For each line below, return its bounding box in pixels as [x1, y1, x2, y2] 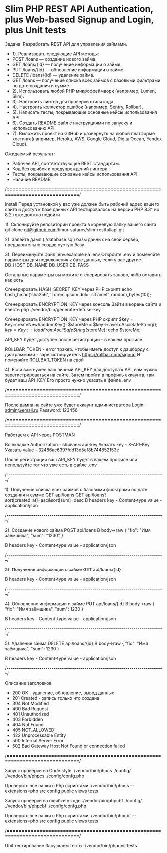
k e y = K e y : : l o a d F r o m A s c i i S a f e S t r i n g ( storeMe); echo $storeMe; [5, 327, 141, 333]
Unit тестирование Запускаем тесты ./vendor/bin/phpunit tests [5, 842, 137, 848]
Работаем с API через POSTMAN [5, 432, 75, 438]
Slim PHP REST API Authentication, [5, 3, 153, 15]
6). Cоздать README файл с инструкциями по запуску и [12, 120, 133, 126]
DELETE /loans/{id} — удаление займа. [12, 72, 95, 78]
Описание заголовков [5, 680, 52, 686]
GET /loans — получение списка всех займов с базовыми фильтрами [12, 77, 161, 83]
